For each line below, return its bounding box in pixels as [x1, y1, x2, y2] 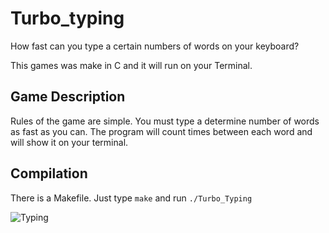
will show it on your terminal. [10, 136, 129, 148]
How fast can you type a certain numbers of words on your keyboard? [10, 40, 300, 52]
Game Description [10, 88, 126, 106]
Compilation [10, 165, 88, 182]
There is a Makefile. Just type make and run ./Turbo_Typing [10, 192, 253, 204]
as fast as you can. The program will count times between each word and [10, 125, 313, 137]
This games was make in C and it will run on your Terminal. [10, 59, 253, 71]
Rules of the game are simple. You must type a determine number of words [10, 115, 320, 127]
